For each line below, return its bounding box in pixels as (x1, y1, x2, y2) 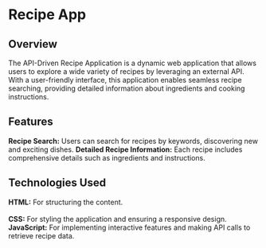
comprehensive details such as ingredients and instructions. (8, 153, 205, 162)
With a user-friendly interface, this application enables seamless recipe (8, 76, 242, 84)
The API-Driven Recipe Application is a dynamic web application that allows (8, 58, 257, 68)
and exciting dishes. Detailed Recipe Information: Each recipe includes (8, 145, 243, 154)
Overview (8, 37, 58, 51)
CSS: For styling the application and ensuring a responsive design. (8, 214, 227, 223)
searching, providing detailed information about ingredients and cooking (8, 83, 245, 93)
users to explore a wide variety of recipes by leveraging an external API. (8, 67, 244, 76)
